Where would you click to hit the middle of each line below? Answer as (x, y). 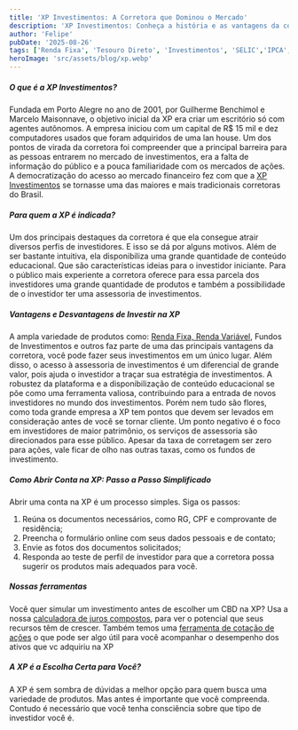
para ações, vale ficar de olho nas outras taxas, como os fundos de (132, 449)
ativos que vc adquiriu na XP (61, 647)
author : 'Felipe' (41, 34)
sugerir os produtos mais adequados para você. (110, 566)
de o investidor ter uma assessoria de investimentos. (106, 293)
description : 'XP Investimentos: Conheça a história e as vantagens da (144, 26)
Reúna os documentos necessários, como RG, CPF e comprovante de (149, 519)
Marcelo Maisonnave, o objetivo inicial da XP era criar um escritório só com (147, 119)
